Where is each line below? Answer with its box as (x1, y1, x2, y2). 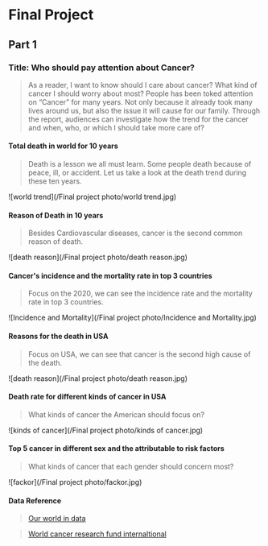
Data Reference (8, 495, 62, 505)
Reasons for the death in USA (8, 332, 109, 341)
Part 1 (8, 38, 38, 52)
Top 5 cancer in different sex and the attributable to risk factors (8, 444, 225, 453)
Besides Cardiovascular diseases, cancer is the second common (27, 228, 243, 238)
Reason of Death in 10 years (8, 210, 104, 220)
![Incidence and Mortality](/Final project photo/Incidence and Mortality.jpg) (8, 312, 258, 323)
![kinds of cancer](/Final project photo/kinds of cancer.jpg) (8, 425, 204, 435)
